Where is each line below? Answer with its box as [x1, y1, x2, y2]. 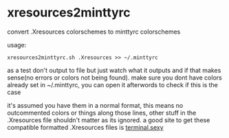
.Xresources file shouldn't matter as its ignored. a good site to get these [7, 115, 210, 124]
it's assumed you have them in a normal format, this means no [7, 101, 184, 109]
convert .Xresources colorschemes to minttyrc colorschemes [7, 27, 181, 36]
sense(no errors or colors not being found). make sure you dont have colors [7, 73, 222, 82]
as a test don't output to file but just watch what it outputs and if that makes [7, 66, 221, 74]
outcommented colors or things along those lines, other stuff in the [7, 108, 197, 117]
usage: [7, 41, 27, 49]
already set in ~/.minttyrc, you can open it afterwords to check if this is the [7, 80, 218, 89]
